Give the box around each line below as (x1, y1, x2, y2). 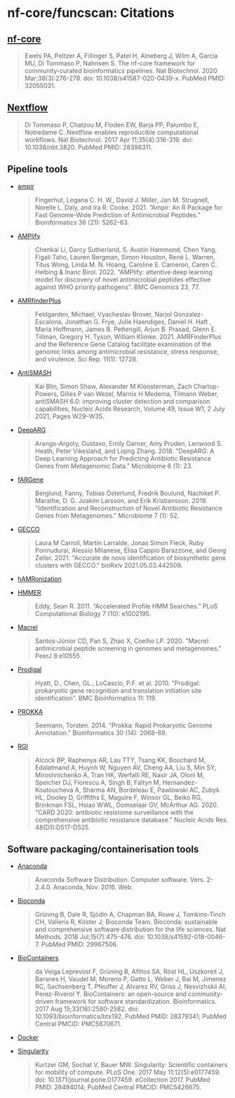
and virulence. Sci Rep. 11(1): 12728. (34, 355, 138, 363)
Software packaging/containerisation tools (7, 843, 199, 855)
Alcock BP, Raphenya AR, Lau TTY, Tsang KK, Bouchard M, (34, 755, 206, 764)
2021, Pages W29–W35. (34, 411, 105, 420)
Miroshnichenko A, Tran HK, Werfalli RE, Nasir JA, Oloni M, (34, 770, 205, 779)
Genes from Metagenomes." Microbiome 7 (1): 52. (34, 511, 180, 520)
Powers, (34, 389, 59, 398)
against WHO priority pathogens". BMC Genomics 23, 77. (34, 283, 200, 291)
